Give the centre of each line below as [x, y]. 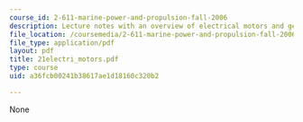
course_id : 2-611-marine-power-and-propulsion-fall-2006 [119, 17]
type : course [34, 68]
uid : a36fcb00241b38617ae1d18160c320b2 [84, 76]
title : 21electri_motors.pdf [64, 59]
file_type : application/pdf [62, 43]
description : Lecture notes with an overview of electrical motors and [147, 26]
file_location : [38, 34]
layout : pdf [32, 51]
